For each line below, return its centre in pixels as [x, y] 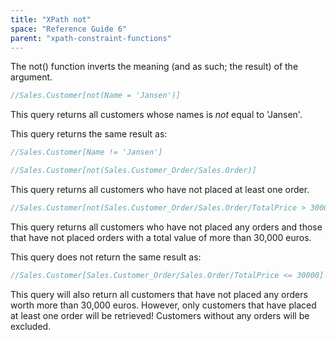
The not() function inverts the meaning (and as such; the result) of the [154, 67]
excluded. [31, 326]
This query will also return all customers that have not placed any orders [159, 294]
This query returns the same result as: [89, 134]
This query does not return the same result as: [106, 257]
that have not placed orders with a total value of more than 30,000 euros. [161, 237]
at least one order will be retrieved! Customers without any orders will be [160, 315]
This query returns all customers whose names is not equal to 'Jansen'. [156, 115]
